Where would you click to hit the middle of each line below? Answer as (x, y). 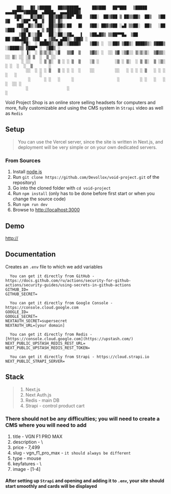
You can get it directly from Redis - (51, 334)
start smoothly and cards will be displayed (51, 486)
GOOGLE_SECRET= (21, 316)
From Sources (23, 160)
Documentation (31, 254)
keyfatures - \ (27, 464)
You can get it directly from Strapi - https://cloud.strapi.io (80, 357)
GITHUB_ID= (17, 290)
